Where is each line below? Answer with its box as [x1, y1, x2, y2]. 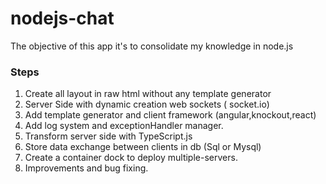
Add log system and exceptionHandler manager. [24, 120, 224, 132]
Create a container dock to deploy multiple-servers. [24, 152, 238, 164]
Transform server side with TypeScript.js [24, 130, 193, 142]
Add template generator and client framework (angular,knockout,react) [24, 109, 317, 121]
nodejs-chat [10, 7, 115, 30]
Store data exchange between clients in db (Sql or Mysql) [24, 141, 262, 153]
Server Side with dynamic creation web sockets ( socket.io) [24, 98, 270, 111]
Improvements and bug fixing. [24, 162, 149, 174]
